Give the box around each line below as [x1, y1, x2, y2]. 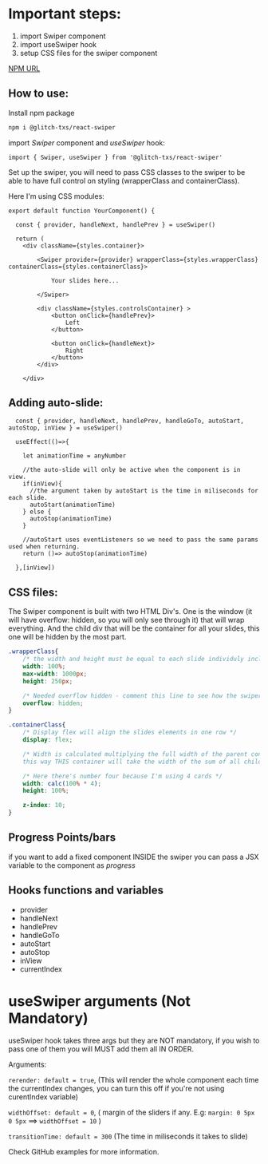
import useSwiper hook [19, 39, 97, 49]
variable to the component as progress [8, 860, 136, 870]
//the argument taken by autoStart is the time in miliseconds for [29, 487, 259, 495]
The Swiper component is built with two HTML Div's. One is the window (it [8, 607, 253, 616]
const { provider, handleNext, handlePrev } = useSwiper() [15, 220, 216, 228]
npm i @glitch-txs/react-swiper [8, 123, 116, 132]
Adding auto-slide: [8, 396, 104, 410]
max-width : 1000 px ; [22, 670, 88, 678]
